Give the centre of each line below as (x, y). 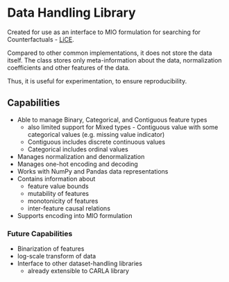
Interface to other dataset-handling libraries (79, 264)
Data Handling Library (71, 13)
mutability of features (58, 193)
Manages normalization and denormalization (81, 156)
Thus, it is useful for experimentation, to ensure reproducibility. (97, 81)
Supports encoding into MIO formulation (75, 215)
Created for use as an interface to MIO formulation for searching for (104, 32)
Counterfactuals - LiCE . (41, 39)
